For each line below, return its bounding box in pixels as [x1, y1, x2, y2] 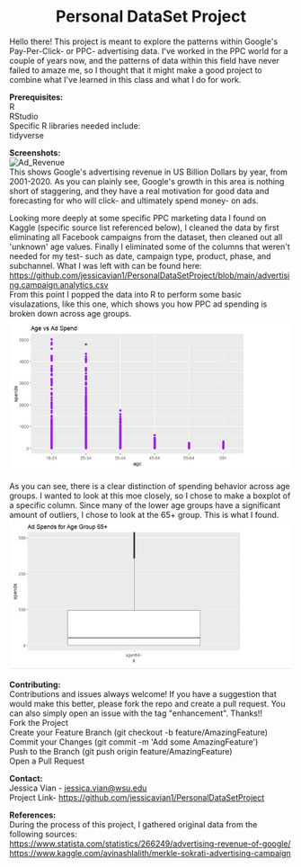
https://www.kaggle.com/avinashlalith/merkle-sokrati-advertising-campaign [9, 848, 292, 859]
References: [9, 809, 57, 820]
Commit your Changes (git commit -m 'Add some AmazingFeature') [9, 737, 259, 747]
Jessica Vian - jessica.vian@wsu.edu [9, 782, 147, 793]
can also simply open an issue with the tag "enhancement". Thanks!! [9, 708, 263, 719]
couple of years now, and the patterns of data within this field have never [9, 55, 280, 66]
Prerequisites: [9, 92, 64, 103]
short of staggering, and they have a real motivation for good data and [9, 185, 270, 196]
